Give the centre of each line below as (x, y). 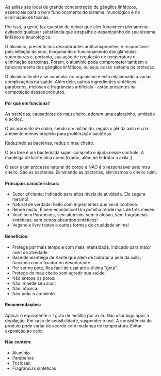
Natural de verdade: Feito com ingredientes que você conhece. (75, 205)
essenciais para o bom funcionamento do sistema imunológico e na (72, 12)
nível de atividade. (30, 252)
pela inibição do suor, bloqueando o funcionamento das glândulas (71, 51)
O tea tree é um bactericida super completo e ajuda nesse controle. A (74, 153)
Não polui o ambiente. (34, 293)
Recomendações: (23, 305)
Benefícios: (17, 236)
